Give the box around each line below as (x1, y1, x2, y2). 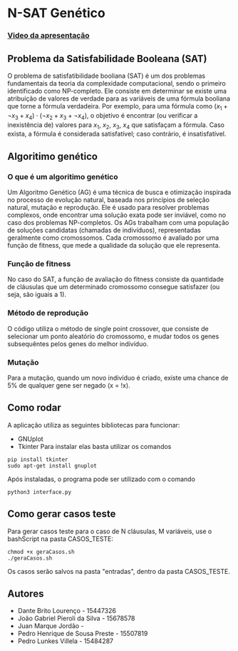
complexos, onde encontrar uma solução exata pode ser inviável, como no (7, 211, 227, 219)
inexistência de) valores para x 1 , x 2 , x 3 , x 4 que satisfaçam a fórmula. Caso (7, 120, 225, 131)
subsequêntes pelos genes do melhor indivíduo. (7, 339, 149, 348)
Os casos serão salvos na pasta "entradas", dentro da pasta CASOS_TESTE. (7, 567, 230, 575)
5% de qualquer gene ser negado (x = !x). (7, 380, 130, 390)
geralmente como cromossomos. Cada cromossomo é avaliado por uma (7, 233, 219, 242)
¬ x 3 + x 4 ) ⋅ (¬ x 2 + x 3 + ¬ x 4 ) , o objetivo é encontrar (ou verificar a (7, 111, 198, 121)
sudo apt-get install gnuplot (7, 462, 98, 469)
